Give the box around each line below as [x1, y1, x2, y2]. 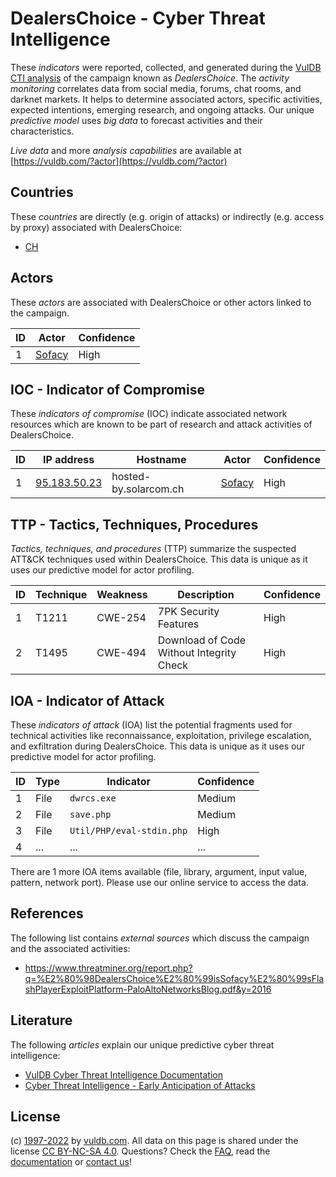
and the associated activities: [10, 942, 131, 954]
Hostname [136, 453, 187, 467]
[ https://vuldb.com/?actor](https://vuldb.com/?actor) [10, 155, 228, 167]
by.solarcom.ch [111, 482, 185, 496]
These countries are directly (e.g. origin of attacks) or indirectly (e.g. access [10, 210, 325, 222]
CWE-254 [96, 611, 147, 625]
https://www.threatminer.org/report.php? [24, 962, 193, 974]
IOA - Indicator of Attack [10, 692, 165, 709]
